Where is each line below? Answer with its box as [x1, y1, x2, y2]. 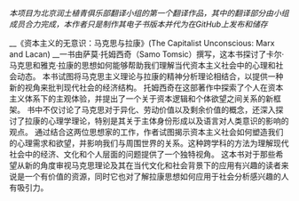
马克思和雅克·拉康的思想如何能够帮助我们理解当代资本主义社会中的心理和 [9, 60, 277, 70]
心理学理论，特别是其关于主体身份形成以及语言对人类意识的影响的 [47, 116, 289, 126]
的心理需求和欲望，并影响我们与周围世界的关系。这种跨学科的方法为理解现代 [9, 138, 289, 149]
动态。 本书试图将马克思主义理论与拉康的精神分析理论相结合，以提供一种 [16, 71, 284, 82]
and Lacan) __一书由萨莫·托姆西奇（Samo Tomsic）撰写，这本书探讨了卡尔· [9, 49, 285, 60]
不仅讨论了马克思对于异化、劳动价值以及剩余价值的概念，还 [42, 105, 260, 115]
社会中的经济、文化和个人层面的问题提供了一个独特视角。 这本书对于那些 [9, 149, 276, 159]
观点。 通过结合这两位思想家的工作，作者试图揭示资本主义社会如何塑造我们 [9, 127, 284, 137]
